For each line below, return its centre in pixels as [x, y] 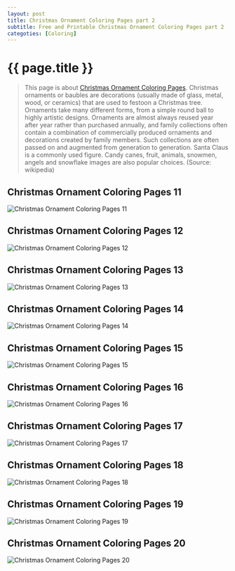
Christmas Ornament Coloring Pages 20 [96, 543]
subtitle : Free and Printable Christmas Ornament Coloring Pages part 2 [116, 27]
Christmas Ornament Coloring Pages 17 [95, 426]
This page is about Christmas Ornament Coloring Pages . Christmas [121, 88]
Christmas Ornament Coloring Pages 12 [95, 231]
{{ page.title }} [51, 68]
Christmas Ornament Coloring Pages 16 [95, 387]
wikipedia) [39, 170]
